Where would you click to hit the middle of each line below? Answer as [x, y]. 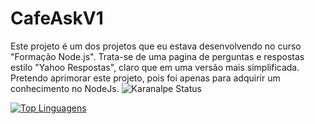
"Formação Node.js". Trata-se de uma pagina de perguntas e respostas [157, 56]
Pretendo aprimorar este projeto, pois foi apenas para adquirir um [145, 78]
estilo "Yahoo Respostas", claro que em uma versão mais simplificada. [155, 67]
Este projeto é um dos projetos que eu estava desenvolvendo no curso [156, 46]
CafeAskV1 [57, 18]
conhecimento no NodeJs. [65, 88]
